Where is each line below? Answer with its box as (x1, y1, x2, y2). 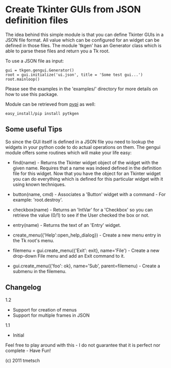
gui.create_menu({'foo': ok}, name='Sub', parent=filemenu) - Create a (12, 263, 160, 269)
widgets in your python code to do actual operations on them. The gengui (5, 144, 161, 150)
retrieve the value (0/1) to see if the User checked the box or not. (12, 212, 149, 218)
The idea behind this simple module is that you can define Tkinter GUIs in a (5, 31, 164, 37)
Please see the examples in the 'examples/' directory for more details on (5, 86, 158, 92)
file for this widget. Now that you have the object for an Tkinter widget (12, 170, 161, 177)
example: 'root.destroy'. (12, 197, 63, 203)
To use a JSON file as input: (5, 57, 64, 64)
